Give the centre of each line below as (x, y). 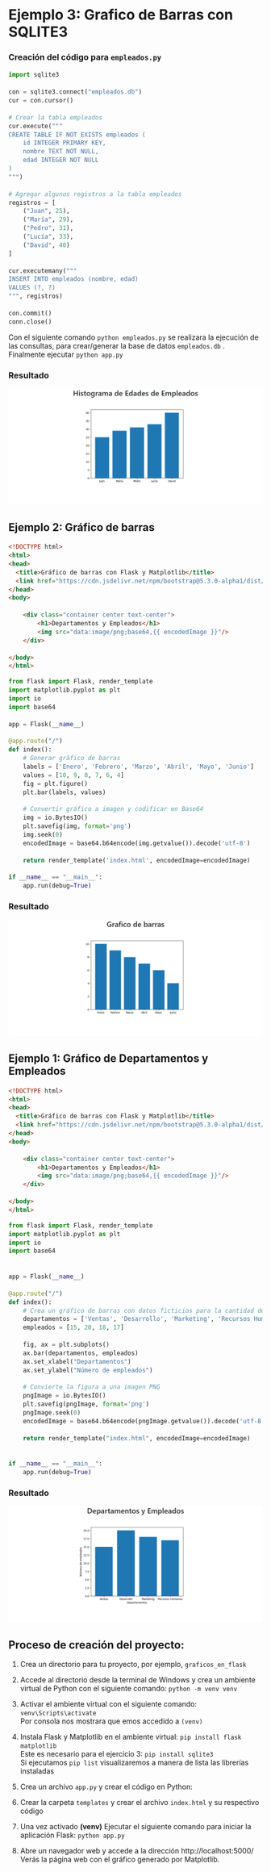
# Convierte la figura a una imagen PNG (92, 1387)
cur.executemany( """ (43, 271)
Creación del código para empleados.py (85, 57)
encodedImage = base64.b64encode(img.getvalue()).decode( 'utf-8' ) (137, 843)
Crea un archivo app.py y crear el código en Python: (106, 1787)
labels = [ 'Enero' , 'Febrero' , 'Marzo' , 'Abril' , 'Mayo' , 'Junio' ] (138, 767)
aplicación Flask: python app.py (72, 1835)
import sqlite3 (34, 75)
